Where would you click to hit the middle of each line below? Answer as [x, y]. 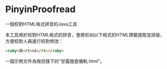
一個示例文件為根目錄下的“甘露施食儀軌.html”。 [55, 61]
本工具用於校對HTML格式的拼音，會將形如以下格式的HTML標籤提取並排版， [85, 34]
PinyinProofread [40, 9]
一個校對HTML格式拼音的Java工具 [41, 24]
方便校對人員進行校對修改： [34, 41]
